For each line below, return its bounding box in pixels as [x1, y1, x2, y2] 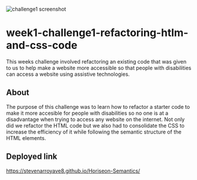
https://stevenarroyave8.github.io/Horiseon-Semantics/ [6, 167, 141, 174]
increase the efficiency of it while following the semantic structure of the [6, 128, 182, 135]
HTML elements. [6, 134, 46, 141]
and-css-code [6, 39, 78, 52]
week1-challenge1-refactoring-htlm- [6, 26, 189, 39]
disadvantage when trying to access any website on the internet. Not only [6, 115, 185, 123]
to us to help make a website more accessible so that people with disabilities [6, 64, 192, 71]
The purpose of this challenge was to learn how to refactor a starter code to [6, 103, 190, 110]
